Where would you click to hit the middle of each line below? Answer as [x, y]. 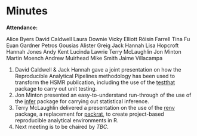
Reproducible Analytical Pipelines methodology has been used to [95, 76]
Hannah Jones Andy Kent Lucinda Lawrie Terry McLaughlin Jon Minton [94, 51]
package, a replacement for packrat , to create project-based [89, 114]
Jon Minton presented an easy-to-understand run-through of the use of [103, 95]
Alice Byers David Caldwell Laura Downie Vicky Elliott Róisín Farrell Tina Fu [98, 39]
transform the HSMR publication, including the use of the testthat [95, 82]
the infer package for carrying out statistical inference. [82, 101]
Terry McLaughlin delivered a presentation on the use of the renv [95, 107]
